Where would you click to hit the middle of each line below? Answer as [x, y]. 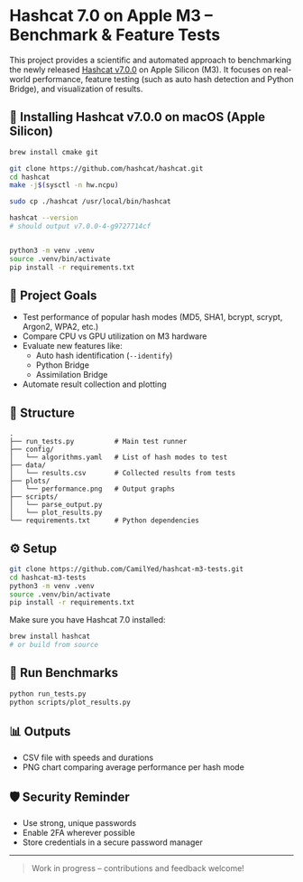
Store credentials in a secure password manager [112, 842]
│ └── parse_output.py [56, 505]
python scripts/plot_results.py [70, 702]
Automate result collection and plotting [94, 384]
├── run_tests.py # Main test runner [98, 442]
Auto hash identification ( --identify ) [104, 356]
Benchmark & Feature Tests [115, 35]
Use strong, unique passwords [79, 823]
